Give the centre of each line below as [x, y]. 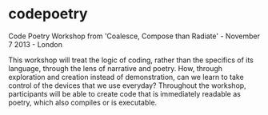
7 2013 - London [35, 44]
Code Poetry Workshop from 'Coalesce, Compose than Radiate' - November [134, 36]
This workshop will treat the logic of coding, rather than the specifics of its [131, 60]
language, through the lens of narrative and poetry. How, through [115, 68]
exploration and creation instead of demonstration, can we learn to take [126, 77]
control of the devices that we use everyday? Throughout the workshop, [127, 85]
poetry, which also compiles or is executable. [83, 102]
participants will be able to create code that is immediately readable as [125, 93]
